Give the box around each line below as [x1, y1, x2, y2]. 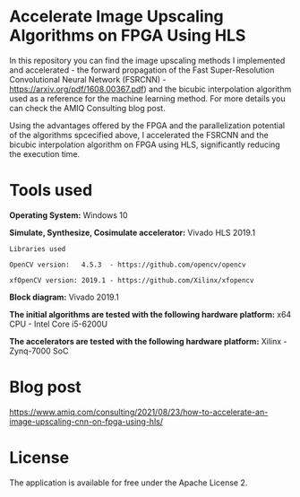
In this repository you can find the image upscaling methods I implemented [9, 55, 286, 65]
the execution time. [9, 148, 81, 159]
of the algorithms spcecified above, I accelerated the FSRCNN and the [9, 129, 269, 140]
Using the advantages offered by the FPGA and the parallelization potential [9, 119, 285, 131]
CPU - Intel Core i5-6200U [9, 318, 108, 329]
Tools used [9, 180, 93, 201]
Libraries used [9, 244, 66, 253]
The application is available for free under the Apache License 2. [9, 477, 248, 488]
